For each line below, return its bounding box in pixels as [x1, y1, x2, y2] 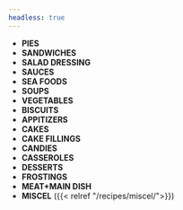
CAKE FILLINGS [21, 133, 82, 144]
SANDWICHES [21, 47, 77, 58]
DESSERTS [21, 162, 64, 172]
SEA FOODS [21, 75, 68, 86]
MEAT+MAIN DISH [21, 180, 91, 191]
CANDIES [21, 143, 57, 153]
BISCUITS [21, 104, 59, 115]
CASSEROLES [21, 152, 74, 162]
